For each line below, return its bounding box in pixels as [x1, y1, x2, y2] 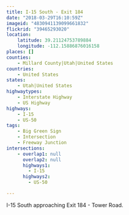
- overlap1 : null [17, 151, 62, 157]
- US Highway [17, 100, 51, 106]
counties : [6, 54, 32, 60]
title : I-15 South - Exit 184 [6, 9, 84, 15]
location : [6, 32, 32, 38]
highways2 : [22, 173, 51, 180]
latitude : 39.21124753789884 [17, 37, 92, 43]
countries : [6, 65, 34, 72]
